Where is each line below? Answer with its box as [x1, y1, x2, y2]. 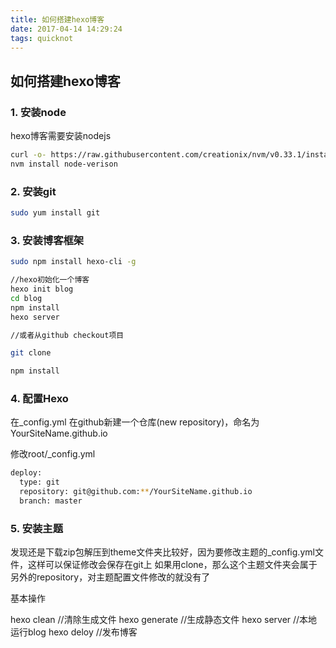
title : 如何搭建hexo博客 [10, 14, 105, 25]
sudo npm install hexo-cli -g [10, 257, 137, 267]
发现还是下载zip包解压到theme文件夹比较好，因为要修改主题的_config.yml [10, 546, 315, 558]
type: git [19, 477, 60, 488]
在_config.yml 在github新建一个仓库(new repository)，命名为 [10, 416, 260, 428]
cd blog [10, 293, 43, 303]
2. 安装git [10, 184, 57, 198]
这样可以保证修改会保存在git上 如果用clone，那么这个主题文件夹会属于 [27, 559, 318, 571]
